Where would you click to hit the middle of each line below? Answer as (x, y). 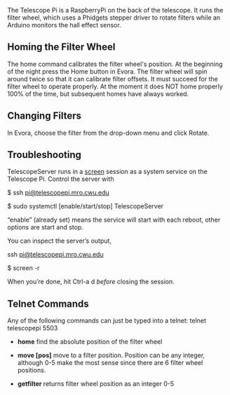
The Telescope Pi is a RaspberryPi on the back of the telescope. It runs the (115, 10)
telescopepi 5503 (33, 328)
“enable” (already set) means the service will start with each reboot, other (114, 220)
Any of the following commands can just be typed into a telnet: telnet (107, 321)
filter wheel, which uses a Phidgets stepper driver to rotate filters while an (114, 18)
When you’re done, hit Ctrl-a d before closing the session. (91, 282)
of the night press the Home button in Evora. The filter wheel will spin (107, 71)
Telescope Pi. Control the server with (61, 179)
